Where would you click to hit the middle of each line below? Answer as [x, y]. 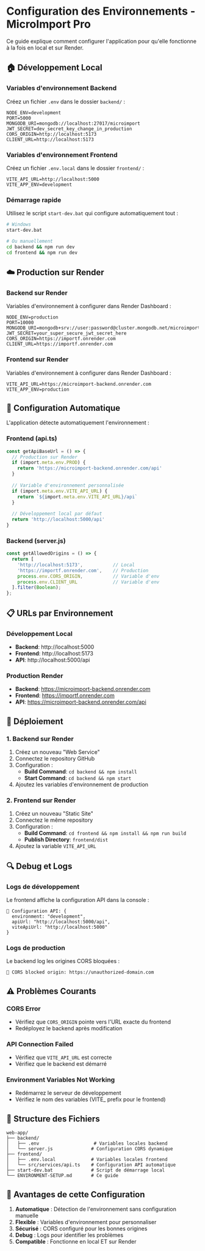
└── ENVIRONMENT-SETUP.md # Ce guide [63, 1176]
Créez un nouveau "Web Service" [57, 752]
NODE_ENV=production [33, 317]
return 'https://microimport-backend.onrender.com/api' [90, 468]
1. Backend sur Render [40, 739]
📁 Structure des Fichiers [53, 1119]
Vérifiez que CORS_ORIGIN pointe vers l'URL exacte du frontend [93, 1022]
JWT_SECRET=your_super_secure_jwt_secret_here [67, 334]
